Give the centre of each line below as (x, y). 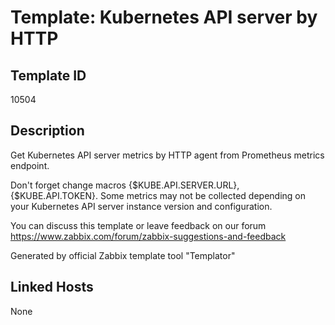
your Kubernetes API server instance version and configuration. (141, 206)
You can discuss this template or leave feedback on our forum (138, 225)
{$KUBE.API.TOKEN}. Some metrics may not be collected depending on (158, 195)
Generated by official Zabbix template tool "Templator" (123, 255)
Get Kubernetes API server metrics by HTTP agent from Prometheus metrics (167, 155)
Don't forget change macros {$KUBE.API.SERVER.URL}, (125, 185)
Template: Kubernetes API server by (164, 17)
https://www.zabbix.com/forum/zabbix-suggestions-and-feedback (148, 236)
